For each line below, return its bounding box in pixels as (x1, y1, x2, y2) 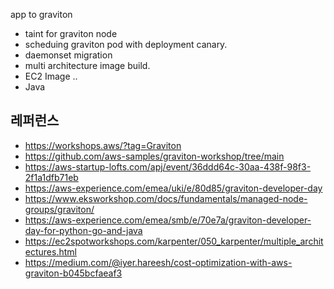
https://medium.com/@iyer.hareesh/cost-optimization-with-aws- (24, 256, 293, 268)
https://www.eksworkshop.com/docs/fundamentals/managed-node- (24, 192, 308, 204)
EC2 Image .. (24, 70, 78, 82)
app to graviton (10, 9, 73, 20)
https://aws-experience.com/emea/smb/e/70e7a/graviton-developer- (24, 214, 312, 226)
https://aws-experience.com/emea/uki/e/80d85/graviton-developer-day (24, 182, 323, 194)
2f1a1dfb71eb (24, 171, 79, 183)
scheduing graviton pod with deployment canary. (24, 39, 228, 50)
